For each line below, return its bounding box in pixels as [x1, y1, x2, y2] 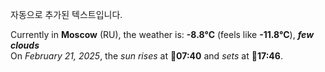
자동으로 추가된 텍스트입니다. [10, 9, 123, 20]
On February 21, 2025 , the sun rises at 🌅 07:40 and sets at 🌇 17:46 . [10, 50, 283, 62]
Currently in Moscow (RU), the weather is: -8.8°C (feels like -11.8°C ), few [10, 29, 315, 40]
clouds [10, 39, 40, 51]
